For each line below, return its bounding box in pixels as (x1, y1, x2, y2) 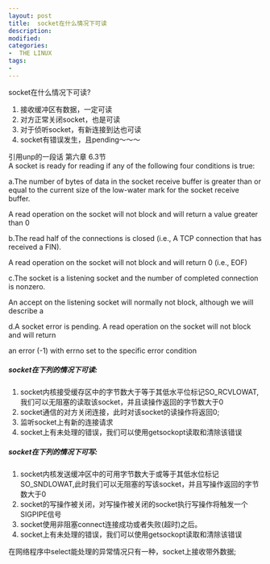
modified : (8, 34, 42, 43)
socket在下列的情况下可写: (8, 447, 98, 457)
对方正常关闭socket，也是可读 (19, 114, 121, 124)
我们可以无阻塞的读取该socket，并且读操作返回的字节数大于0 (19, 396, 224, 407)
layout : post (8, 11, 52, 20)
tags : (8, 57, 27, 65)
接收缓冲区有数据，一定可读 (19, 104, 113, 114)
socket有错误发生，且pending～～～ (19, 135, 141, 144)
